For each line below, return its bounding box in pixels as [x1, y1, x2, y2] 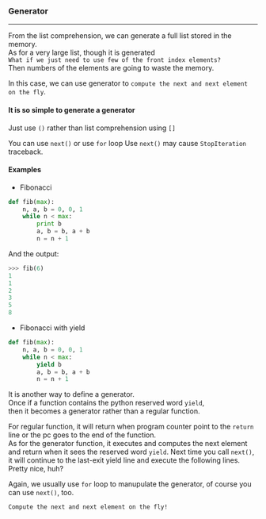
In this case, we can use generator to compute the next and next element [8, 79, 248, 88]
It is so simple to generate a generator [8, 105, 135, 114]
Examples [8, 165, 42, 175]
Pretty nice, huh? [8, 464, 64, 474]
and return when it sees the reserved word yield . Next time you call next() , [8, 447, 255, 457]
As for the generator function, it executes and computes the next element [8, 439, 248, 448]
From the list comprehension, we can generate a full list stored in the [8, 31, 232, 40]
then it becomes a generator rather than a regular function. [8, 406, 200, 416]
